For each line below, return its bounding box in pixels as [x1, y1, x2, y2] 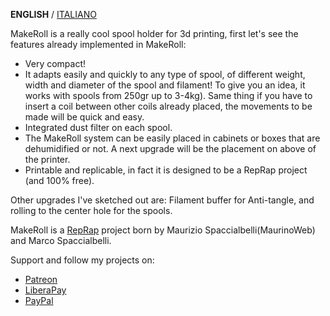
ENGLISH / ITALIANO [10, 9, 97, 20]
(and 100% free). [24, 175, 95, 186]
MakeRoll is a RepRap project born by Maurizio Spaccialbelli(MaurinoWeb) [10, 224, 316, 236]
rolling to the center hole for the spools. [10, 205, 173, 216]
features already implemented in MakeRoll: [10, 39, 187, 50]
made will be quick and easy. [24, 111, 145, 123]
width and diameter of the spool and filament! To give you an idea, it [24, 79, 306, 91]
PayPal [24, 295, 54, 306]
